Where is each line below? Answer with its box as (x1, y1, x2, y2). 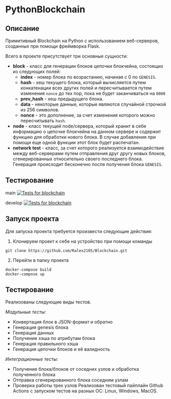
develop (5, 199, 23, 206)
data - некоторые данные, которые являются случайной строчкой (20, 101, 166, 107)
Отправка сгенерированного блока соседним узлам (12, 377, 128, 383)
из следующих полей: (12, 68, 61, 74)
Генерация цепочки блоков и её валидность (12, 346, 110, 352)
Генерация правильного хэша (12, 340, 79, 347)
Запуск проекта (5, 215, 59, 223)
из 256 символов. (20, 107, 60, 112)
